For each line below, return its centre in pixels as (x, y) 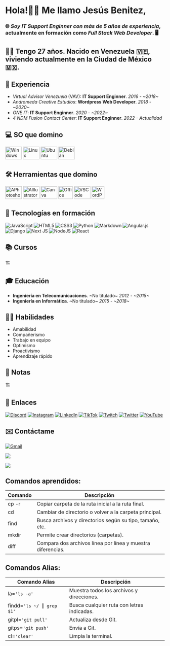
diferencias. (51, 550)
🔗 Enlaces (21, 403)
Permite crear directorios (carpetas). (80, 535)
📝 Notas (18, 372)
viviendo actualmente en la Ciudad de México (78, 59)
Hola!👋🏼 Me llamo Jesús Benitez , (76, 10)
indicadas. (81, 611)
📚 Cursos (21, 247)
